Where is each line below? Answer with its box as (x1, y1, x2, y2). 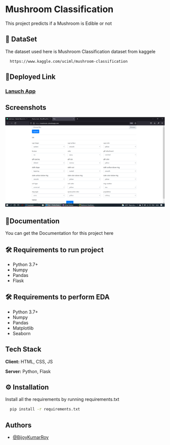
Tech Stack (5, 345, 41, 354)
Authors (5, 421, 32, 429)
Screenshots (5, 103, 47, 112)
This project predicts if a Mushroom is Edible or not (5, 20, 112, 26)
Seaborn (12, 330, 31, 336)
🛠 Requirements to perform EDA (5, 293, 110, 302)
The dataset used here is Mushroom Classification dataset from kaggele (5, 48, 156, 54)
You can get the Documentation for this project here (5, 230, 114, 236)
